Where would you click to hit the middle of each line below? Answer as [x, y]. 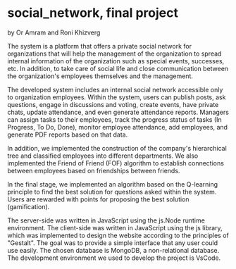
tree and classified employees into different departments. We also [103, 156]
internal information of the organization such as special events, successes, [116, 61]
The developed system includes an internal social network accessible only [115, 89]
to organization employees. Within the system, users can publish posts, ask [117, 97]
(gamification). [29, 206]
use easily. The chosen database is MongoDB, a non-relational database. [113, 250]
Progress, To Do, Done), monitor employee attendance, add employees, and [117, 127]
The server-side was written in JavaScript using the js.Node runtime [106, 220]
